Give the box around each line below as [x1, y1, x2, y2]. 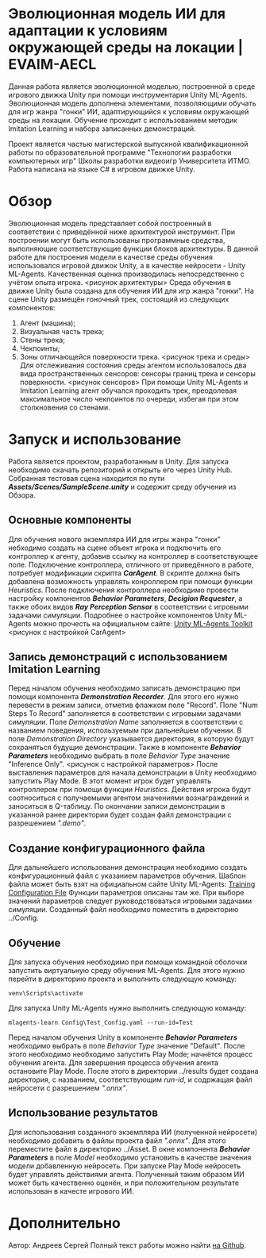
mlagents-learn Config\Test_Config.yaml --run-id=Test [8, 1019, 194, 1027]
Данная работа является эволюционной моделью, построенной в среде [8, 81, 256, 91]
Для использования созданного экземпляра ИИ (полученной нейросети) [8, 1127, 258, 1137]
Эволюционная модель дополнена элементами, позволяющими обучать [8, 98, 256, 108]
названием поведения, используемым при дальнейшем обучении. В [8, 725, 242, 735]
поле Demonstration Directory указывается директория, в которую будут [8, 734, 254, 744]
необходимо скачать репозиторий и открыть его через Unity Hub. [8, 465, 233, 475]
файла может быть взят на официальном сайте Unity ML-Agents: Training [8, 879, 256, 889]
